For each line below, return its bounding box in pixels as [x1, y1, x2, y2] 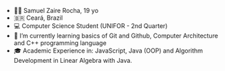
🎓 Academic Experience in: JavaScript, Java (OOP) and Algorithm [13, 46, 203, 55]
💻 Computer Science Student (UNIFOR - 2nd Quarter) [13, 22, 168, 30]
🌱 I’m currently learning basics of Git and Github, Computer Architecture [13, 31, 219, 40]
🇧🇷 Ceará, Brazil [13, 14, 63, 22]
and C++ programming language [13, 39, 107, 47]
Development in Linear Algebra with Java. [13, 57, 133, 64]
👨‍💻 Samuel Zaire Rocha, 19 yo [13, 7, 98, 14]
